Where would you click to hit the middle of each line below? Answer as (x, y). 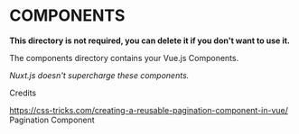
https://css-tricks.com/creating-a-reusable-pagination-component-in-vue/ (149, 110)
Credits (23, 93)
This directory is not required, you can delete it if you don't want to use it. (150, 40)
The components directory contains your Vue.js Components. (124, 58)
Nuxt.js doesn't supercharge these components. (99, 75)
